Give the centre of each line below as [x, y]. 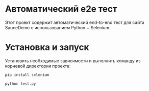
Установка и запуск [47, 47]
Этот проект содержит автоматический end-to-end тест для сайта [75, 22]
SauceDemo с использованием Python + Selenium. [58, 27]
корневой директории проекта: [38, 66]
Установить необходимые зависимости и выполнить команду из [73, 61]
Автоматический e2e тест [61, 9]
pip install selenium [27, 75]
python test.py [21, 84]
